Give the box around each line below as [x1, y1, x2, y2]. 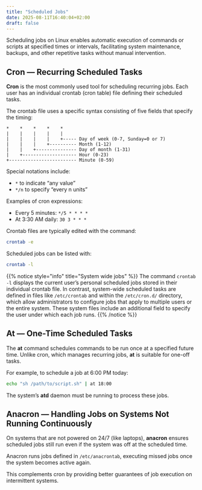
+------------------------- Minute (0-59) [6, 157, 115, 164]
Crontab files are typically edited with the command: [6, 227, 137, 235]
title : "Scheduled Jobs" [6, 8, 69, 15]
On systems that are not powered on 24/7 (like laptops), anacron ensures [6, 434, 189, 442]
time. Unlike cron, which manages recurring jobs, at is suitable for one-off [6, 351, 190, 358]
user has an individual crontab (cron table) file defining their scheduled [6, 89, 183, 97]
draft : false [6, 20, 39, 26]
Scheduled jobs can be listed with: [6, 250, 92, 257]
